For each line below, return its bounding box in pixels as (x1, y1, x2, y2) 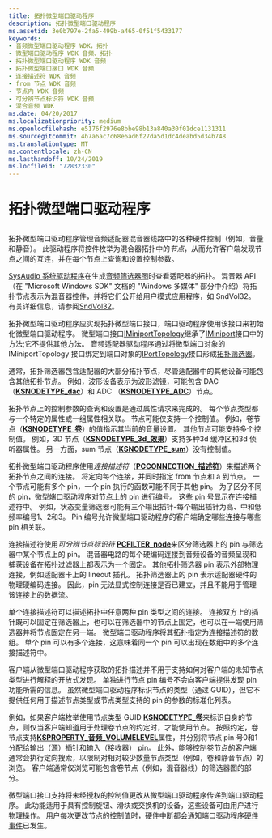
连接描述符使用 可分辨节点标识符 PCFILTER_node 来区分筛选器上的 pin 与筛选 (8, 539, 263, 549)
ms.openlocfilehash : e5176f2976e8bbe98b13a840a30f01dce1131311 (8, 125, 227, 133)
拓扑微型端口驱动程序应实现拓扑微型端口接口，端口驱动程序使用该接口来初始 (8, 318, 264, 328)
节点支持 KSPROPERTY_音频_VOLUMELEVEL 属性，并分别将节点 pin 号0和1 (8, 732, 258, 742)
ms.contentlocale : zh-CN (8, 147, 92, 155)
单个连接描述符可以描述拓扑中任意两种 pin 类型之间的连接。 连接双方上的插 (8, 606, 259, 616)
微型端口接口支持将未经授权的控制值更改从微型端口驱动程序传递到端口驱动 (8, 790, 257, 800)
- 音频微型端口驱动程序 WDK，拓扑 (8, 42, 109, 50)
